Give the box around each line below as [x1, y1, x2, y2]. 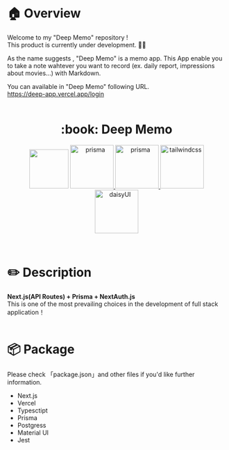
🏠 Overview [7, 6, 81, 22]
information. [7, 378, 42, 386]
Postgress [17, 421, 46, 429]
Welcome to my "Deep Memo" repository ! [7, 33, 128, 42]
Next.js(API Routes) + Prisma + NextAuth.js [7, 292, 135, 300]
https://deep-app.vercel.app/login [7, 90, 104, 98]
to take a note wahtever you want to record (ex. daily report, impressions [7, 61, 215, 70]
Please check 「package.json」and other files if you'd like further [7, 370, 195, 378]
